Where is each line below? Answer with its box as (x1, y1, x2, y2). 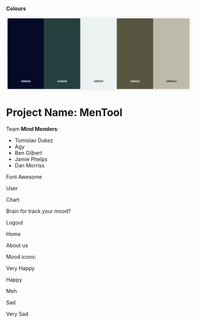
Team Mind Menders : (6, 125, 59, 132)
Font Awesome (6, 173, 42, 180)
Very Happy (6, 265, 35, 272)
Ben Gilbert (14, 149, 42, 156)
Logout (6, 219, 24, 226)
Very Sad (6, 310, 28, 317)
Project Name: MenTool (6, 106, 123, 119)
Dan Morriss (14, 161, 45, 169)
